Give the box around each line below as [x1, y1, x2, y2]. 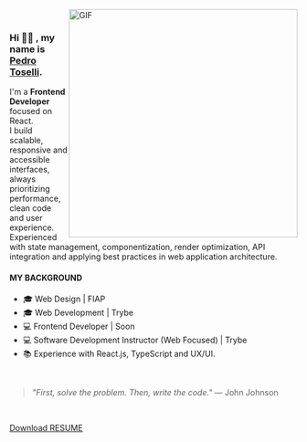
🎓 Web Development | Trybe [22, 307, 134, 318]
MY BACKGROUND [9, 272, 83, 283]
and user [9, 213, 43, 224]
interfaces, [9, 164, 50, 175]
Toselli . [9, 65, 43, 78]
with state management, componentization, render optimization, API [9, 242, 266, 253]
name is [9, 42, 46, 55]
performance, [9, 193, 61, 205]
